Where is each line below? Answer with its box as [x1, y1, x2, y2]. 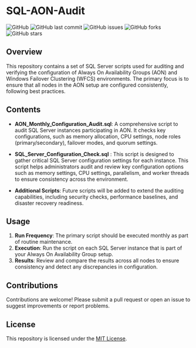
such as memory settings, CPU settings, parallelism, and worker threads [14, 169, 190, 176]
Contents [6, 105, 41, 115]
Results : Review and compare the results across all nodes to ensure [14, 257, 180, 264]
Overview [6, 47, 43, 57]
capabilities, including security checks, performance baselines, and [14, 193, 178, 200]
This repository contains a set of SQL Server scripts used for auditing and [6, 62, 184, 69]
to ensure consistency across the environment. [14, 175, 129, 183]
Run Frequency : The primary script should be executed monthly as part [14, 232, 189, 239]
